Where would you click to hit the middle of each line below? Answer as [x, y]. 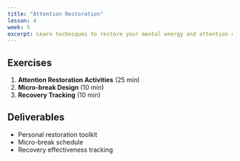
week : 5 [19, 27]
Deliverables [36, 117]
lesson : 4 [22, 21]
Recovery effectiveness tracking [65, 150]
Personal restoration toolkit [57, 134]
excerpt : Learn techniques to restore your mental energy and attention [118, 34]
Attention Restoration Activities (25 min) [79, 80]
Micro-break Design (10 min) [61, 88]
